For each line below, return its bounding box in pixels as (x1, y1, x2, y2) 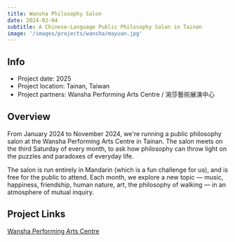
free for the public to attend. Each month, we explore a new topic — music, (7, 173, 224, 181)
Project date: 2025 (17, 74, 72, 83)
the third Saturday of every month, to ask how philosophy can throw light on (7, 144, 227, 153)
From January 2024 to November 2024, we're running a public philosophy (7, 129, 222, 137)
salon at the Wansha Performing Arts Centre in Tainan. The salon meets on (7, 137, 223, 145)
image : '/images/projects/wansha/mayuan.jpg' (7, 29, 142, 37)
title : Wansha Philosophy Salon (7, 10, 102, 18)
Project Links (7, 208, 66, 220)
